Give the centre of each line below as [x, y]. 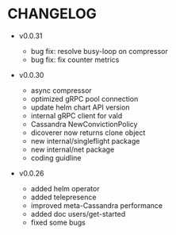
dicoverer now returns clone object [88, 133]
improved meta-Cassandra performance [97, 205]
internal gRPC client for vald [77, 115]
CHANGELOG [52, 14]
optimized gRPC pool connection [84, 98]
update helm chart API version [80, 107]
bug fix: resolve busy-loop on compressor [99, 51]
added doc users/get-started [78, 214]
